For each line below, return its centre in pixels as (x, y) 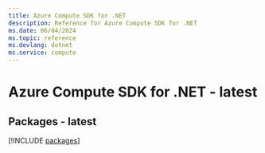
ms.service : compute (43, 53)
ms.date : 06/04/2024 (43, 30)
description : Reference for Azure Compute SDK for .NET (103, 23)
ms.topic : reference (43, 38)
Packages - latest (53, 122)
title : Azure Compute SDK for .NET (67, 16)
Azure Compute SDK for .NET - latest (133, 92)
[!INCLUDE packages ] (44, 141)
